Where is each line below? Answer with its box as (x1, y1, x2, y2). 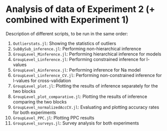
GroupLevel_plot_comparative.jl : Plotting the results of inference (12, 93, 148, 99)
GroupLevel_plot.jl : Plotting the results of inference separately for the (12, 82, 159, 88)
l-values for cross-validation (12, 77, 71, 83)
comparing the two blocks (12, 98, 67, 104)
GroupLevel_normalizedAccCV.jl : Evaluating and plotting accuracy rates (12, 104, 160, 110)
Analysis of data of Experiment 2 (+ (5, 3, 156, 15)
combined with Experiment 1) (5, 14, 129, 25)
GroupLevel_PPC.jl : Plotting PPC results (12, 114, 94, 120)
